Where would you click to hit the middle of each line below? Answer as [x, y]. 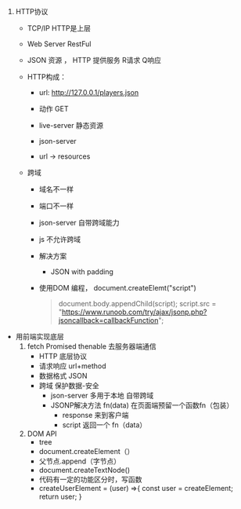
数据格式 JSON [63, 376]
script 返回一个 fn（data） [104, 425]
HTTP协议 [32, 11]
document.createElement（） [86, 451]
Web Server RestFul [59, 44]
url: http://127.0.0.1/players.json [89, 92]
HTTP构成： [47, 77]
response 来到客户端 [95, 415]
